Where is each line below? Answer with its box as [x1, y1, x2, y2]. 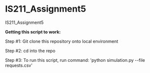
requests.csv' [5, 62, 33, 68]
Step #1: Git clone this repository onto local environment [5, 38, 119, 44]
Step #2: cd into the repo [5, 48, 55, 54]
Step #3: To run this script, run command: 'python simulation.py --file [5, 57, 146, 63]
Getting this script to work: [5, 29, 61, 35]
